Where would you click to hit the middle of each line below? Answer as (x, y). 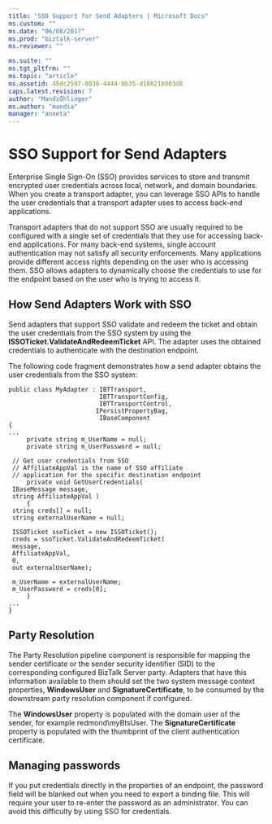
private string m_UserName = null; (87, 439)
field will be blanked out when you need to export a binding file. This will (129, 794)
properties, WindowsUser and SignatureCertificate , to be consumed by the (136, 690)
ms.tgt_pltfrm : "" (39, 69)
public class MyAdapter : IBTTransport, (78, 389)
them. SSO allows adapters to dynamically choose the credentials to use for (135, 270)
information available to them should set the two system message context (132, 681)
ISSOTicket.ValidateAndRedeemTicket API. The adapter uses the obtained (135, 341)
